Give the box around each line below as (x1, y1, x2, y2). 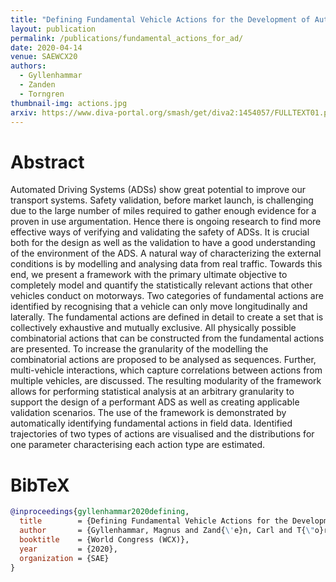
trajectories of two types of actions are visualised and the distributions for (10, 428, 315, 440)
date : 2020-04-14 (10, 42, 83, 53)
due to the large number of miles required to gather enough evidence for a (10, 205, 317, 217)
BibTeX (10, 474, 70, 496)
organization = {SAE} (19, 553, 110, 563)
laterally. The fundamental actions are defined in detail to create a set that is (10, 311, 324, 323)
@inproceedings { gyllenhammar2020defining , (10, 507, 190, 517)
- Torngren (19, 89, 65, 99)
